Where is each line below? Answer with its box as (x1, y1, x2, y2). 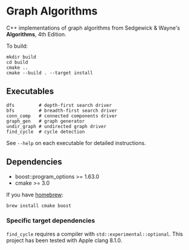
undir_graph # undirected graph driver (6, 123, 107, 129)
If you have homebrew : (6, 191, 63, 198)
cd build (6, 59, 28, 65)
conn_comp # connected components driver (6, 113, 118, 119)
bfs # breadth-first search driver (6, 107, 118, 114)
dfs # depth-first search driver (6, 102, 112, 108)
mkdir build (6, 54, 36, 60)
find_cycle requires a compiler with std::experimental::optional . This (6, 230, 183, 237)
